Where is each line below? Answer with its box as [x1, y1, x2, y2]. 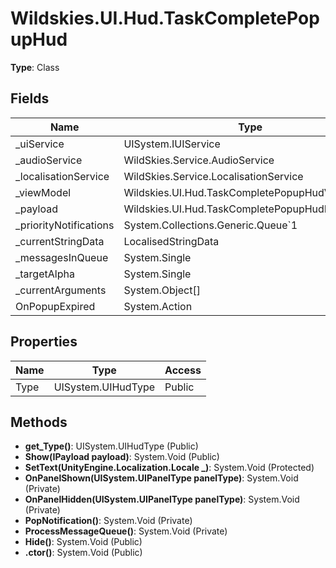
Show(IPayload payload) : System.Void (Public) [24, 451, 220, 463]
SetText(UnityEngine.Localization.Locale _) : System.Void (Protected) [24, 462, 315, 474]
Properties [10, 333, 78, 351]
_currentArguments [15, 283, 107, 297]
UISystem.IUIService [123, 137, 221, 151]
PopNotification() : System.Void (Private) [24, 515, 193, 527]
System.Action [123, 299, 193, 313]
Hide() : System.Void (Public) [24, 536, 143, 548]
